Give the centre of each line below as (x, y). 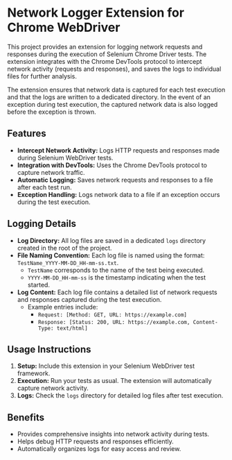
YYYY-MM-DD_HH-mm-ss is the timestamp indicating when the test (117, 277)
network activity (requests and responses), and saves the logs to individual (114, 69)
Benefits (26, 417)
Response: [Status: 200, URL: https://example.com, (114, 322)
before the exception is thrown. (52, 112)
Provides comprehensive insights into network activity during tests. (113, 434)
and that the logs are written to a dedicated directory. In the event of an (109, 97)
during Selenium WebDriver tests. (65, 157)
